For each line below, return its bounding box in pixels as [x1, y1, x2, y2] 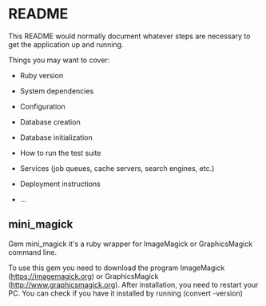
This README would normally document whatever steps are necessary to [8, 31, 251, 41]
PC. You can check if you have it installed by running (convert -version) [8, 288, 244, 298]
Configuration [19, 101, 66, 111]
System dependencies [19, 85, 94, 96]
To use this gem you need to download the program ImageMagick [8, 263, 225, 272]
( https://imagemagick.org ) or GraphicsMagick [8, 271, 159, 280]
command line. [8, 247, 58, 256]
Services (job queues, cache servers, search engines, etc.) [19, 163, 215, 173]
